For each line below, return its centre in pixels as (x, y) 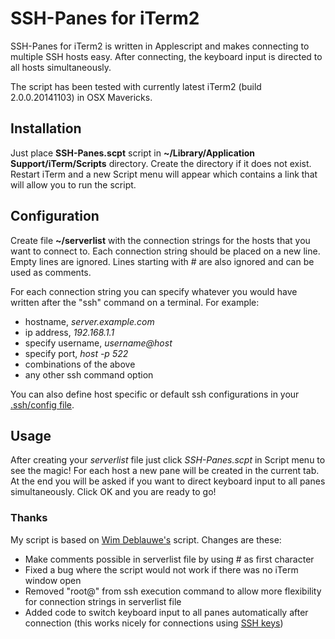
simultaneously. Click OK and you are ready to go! (113, 492)
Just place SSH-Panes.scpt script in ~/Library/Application (133, 153)
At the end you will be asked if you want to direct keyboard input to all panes (168, 481)
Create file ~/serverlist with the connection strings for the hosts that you (160, 240)
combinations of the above (80, 364)
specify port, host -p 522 (76, 353)
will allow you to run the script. (73, 184)
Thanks (29, 518)
